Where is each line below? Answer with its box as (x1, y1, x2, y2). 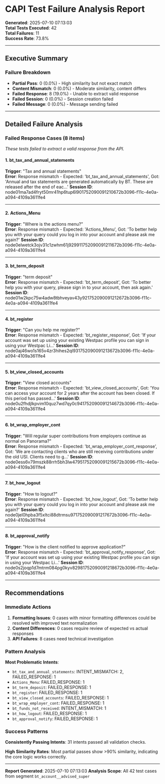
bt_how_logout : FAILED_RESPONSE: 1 (12, 710, 87, 716)
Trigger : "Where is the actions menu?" (5, 221, 83, 227)
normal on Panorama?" (5, 438, 52, 444)
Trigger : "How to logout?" (5, 491, 58, 497)
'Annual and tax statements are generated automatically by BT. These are (5, 179, 153, 184)
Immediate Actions (5, 603, 52, 610)
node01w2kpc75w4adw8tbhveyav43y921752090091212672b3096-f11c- (5, 295, 152, 301)
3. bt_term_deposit (5, 263, 44, 269)
